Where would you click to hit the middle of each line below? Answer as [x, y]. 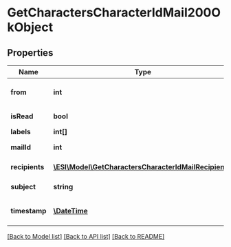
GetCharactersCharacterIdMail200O [114, 13]
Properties [30, 53]
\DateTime [70, 211]
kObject [30, 27]
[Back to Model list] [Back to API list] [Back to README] [86, 236]
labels [21, 132]
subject [23, 187]
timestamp [29, 211]
